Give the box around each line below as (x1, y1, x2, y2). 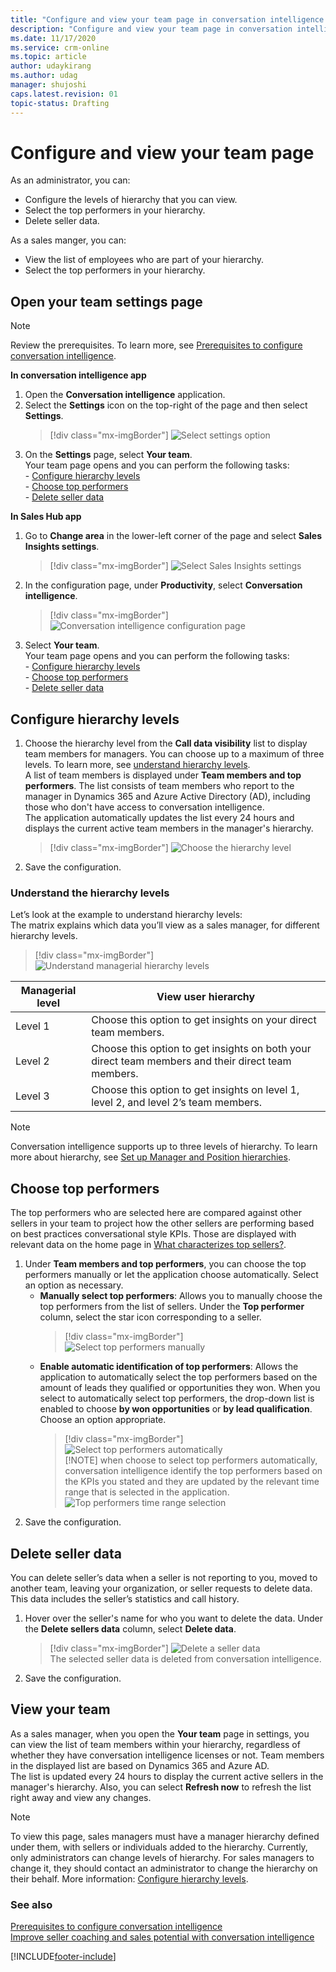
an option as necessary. (24, 1279, 124, 1291)
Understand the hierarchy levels (10, 886, 170, 900)
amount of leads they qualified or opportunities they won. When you (39, 1382, 321, 1394)
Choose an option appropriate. (39, 1414, 167, 1426)
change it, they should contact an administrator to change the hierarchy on (10, 1862, 318, 1874)
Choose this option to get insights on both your (91, 1042, 312, 1056)
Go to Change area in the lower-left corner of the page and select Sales (24, 530, 322, 542)
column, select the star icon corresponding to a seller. (39, 1311, 262, 1323)
